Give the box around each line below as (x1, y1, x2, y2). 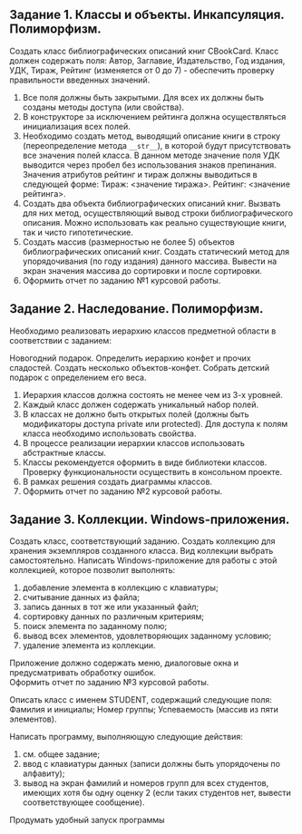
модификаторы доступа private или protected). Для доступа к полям (22, 418, 288, 429)
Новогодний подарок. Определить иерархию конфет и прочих (9, 353, 251, 364)
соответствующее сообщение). (22, 797, 145, 808)
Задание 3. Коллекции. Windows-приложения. (9, 512, 290, 528)
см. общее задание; (22, 749, 101, 760)
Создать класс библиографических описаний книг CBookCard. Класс (9, 45, 279, 56)
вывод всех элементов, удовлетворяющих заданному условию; (22, 630, 272, 642)
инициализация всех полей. (22, 121, 132, 131)
